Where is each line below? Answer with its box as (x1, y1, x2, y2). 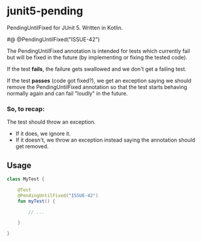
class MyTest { (7, 176, 45, 183)
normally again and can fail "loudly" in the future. (7, 89, 128, 97)
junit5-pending (7, 4, 83, 18)
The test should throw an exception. (7, 118, 96, 126)
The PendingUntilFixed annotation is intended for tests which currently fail (7, 47, 190, 55)
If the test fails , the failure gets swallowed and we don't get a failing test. (7, 65, 187, 73)
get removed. (15, 143, 49, 150)
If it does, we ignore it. (15, 130, 71, 138)
